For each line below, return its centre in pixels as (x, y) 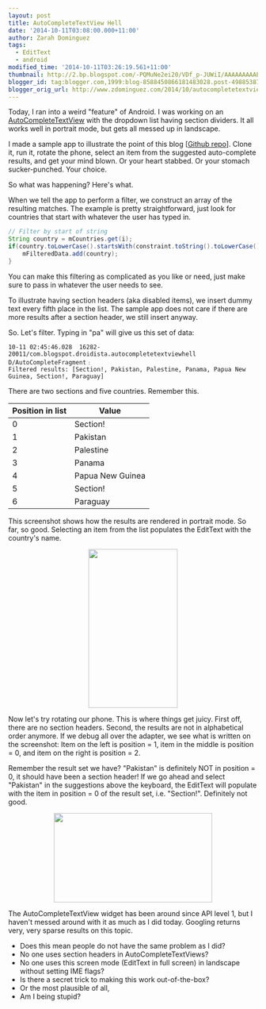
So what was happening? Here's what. (71, 185)
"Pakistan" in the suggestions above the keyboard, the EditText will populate (133, 785)
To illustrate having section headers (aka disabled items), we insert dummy (130, 300)
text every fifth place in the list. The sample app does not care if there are (128, 308)
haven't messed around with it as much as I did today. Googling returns (124, 922)
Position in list (40, 410)
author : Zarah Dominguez (49, 38)
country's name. (35, 537)
